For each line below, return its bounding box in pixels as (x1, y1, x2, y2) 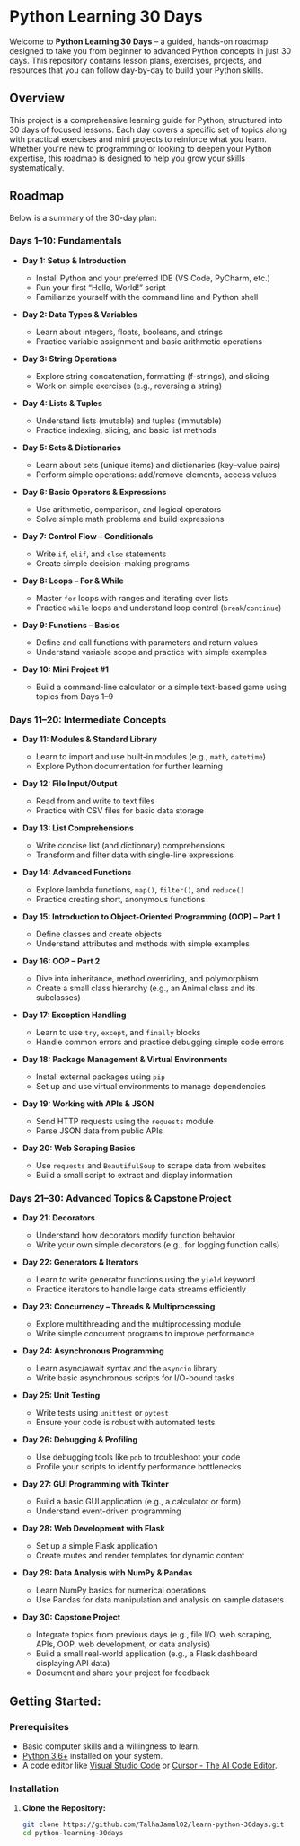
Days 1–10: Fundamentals (9, 235, 122, 247)
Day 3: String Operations (22, 353, 117, 364)
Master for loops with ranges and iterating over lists (35, 592, 229, 603)
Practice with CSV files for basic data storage (35, 805, 205, 816)
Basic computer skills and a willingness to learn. (22, 1741, 200, 1752)
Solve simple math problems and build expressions (35, 513, 225, 524)
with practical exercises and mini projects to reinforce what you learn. (9, 133, 268, 145)
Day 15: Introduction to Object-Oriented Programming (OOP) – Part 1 (22, 911, 281, 922)
